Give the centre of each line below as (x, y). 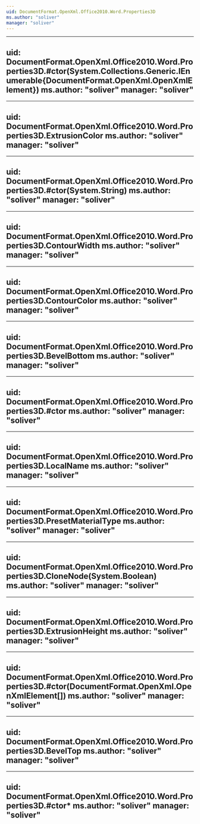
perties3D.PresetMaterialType (64, 521)
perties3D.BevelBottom (51, 356)
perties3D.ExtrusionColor (55, 136)
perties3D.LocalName (48, 466)
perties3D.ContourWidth (53, 246)
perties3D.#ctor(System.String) (67, 190)
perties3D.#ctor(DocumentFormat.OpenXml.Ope (99, 686)
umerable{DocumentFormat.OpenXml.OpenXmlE (99, 80)
